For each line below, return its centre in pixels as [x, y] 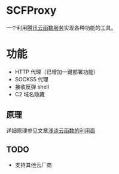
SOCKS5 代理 [32, 79]
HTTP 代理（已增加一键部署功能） [57, 72]
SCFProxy [31, 10]
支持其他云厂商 [33, 164]
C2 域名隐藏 [30, 94]
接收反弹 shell [32, 87]
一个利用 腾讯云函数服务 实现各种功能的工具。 [61, 28]
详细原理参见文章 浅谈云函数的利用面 [51, 130]
